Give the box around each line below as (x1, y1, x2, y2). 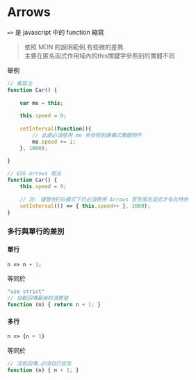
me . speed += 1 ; (32, 138, 76, 145)
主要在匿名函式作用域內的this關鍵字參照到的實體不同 (24, 51, 175, 60)
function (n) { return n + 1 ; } (7, 301, 101, 308)
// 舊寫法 (7, 80, 33, 87)
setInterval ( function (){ (19, 126, 92, 133)
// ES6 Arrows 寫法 (7, 170, 62, 177)
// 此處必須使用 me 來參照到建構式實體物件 (32, 131, 142, 139)
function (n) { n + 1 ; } (7, 367, 79, 374)
